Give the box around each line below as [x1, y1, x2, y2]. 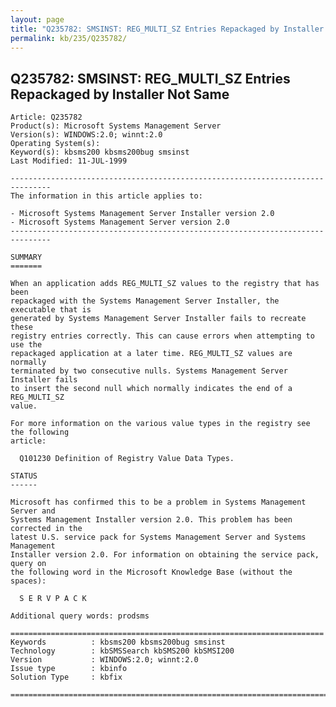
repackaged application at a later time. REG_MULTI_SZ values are [10, 349, 293, 359]
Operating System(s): [10, 139, 101, 149]
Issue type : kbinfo [10, 664, 128, 674]
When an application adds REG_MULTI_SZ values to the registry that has [10, 279, 320, 289]
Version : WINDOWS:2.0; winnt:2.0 [10, 655, 199, 665]
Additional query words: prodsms [10, 611, 150, 621]
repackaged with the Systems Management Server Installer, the [10, 296, 280, 306]
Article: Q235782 [10, 112, 83, 123]
